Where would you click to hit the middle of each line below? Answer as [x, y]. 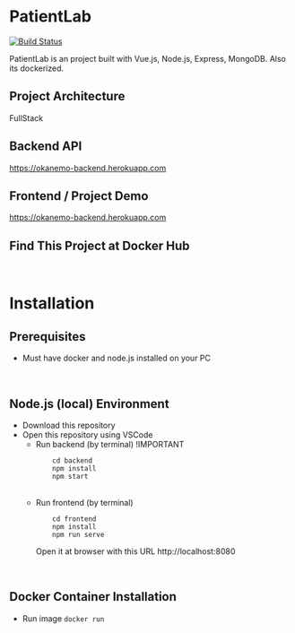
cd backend [72, 461]
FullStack [26, 117]
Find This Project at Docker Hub [100, 245]
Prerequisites [48, 337]
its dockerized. [37, 68]
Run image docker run [63, 618]
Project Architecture [67, 96]
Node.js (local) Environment [89, 404]
